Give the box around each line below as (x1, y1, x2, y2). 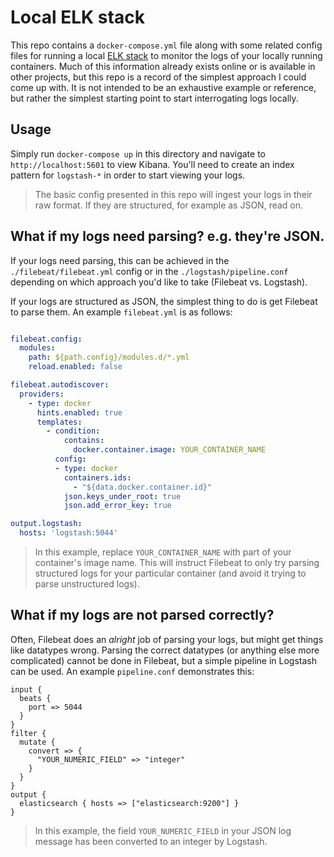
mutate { (19, 737, 56, 747)
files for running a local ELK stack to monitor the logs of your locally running (10, 49, 323, 61)
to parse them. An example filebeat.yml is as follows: (10, 306, 233, 318)
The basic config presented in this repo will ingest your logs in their (34, 188, 313, 200)
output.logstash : (10, 519, 83, 529)
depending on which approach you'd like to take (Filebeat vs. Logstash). (10, 276, 308, 288)
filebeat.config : (10, 334, 83, 344)
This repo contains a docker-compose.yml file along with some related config (10, 39, 323, 51)
